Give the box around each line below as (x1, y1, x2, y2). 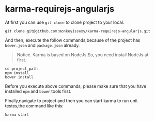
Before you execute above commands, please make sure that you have (5, 83, 147, 89)
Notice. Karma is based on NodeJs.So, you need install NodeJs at (16, 52, 149, 58)
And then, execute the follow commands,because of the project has (5, 37, 140, 43)
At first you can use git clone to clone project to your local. (5, 19, 124, 25)
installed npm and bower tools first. (5, 88, 72, 94)
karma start (5, 112, 29, 117)
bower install (5, 75, 34, 79)
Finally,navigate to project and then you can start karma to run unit (5, 98, 138, 104)
